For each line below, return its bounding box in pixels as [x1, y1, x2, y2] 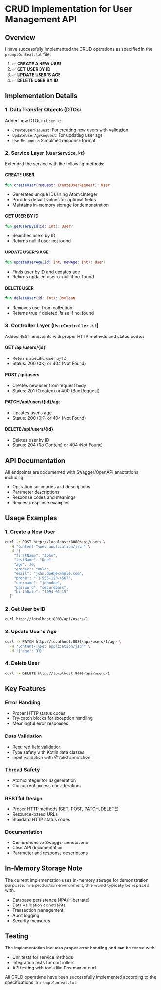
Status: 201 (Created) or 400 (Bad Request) [12, 388, 100, 394]
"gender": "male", [14, 567, 51, 572]
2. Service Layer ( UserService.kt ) [5, 149, 85, 156]
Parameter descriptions [12, 489, 60, 495]
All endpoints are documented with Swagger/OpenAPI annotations [5, 469, 139, 475]
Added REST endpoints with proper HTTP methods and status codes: [5, 333, 144, 339]
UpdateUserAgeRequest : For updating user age [12, 132, 103, 138]
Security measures [12, 918, 50, 924]
